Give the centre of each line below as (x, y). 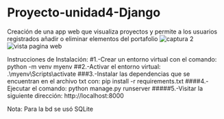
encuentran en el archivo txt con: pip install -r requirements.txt (95, 81)
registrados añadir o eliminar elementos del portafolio (83, 38)
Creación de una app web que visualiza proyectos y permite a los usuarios (112, 31)
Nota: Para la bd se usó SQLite (50, 109)
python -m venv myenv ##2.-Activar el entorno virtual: (84, 66)
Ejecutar (19, 88)
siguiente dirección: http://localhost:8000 (66, 95)
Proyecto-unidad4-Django (84, 13)
